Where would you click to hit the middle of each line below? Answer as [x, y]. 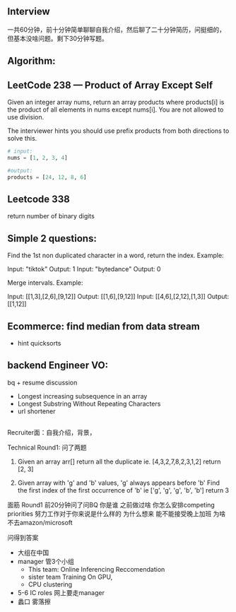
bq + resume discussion [42, 382]
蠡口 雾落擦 [34, 602]
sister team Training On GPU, [70, 577]
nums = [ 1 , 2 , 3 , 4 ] [38, 158]
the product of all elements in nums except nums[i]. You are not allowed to [116, 110]
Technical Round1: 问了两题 [47, 447]
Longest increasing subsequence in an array [82, 396]
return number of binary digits [51, 216]
